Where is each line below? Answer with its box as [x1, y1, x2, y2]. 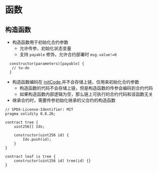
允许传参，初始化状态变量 [19, 45, 72, 51]
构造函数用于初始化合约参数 [12, 40, 69, 45]
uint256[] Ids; [14, 124, 45, 129]
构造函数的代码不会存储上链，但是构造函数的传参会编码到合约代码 [19, 85, 153, 91]
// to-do [11, 65, 29, 70]
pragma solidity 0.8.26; [5, 111, 56, 116]
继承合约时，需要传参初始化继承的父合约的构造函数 [12, 97, 116, 103]
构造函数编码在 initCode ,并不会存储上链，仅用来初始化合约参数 [12, 79, 139, 85]
